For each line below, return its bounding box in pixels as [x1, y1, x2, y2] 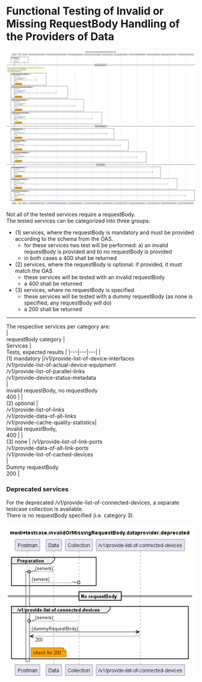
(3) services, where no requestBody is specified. [14, 287, 136, 294]
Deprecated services [6, 485, 69, 494]
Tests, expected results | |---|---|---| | [6, 349, 101, 356]
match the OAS [14, 267, 53, 274]
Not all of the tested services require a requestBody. [6, 211, 136, 218]
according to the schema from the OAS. [14, 235, 114, 243]
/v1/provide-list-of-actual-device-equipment [6, 361, 116, 368]
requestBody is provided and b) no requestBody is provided [23, 248, 173, 255]
